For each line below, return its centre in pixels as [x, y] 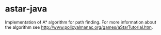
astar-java [26, 9]
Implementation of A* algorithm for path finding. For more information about [81, 22]
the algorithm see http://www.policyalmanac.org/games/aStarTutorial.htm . [79, 27]
